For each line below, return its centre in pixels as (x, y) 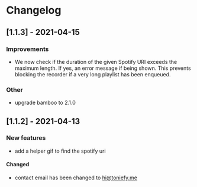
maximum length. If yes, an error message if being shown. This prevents (103, 68)
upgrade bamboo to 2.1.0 (45, 103)
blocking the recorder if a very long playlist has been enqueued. (93, 74)
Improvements (28, 49)
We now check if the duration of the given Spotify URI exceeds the (96, 62)
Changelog (34, 10)
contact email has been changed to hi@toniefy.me (76, 178)
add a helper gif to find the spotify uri (60, 151)
